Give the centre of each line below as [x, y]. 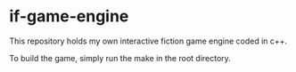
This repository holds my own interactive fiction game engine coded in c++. [148, 41]
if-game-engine [69, 16]
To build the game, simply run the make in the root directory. [120, 58]
